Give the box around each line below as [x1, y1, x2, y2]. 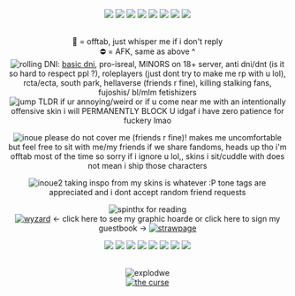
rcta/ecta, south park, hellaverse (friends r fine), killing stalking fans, [23, 78, 272, 87]
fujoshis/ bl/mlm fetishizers [98, 87, 197, 97]
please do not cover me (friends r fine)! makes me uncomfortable [44, 133, 282, 142]
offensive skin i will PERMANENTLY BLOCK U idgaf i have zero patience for [11, 106, 284, 116]
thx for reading [132, 204, 187, 215]
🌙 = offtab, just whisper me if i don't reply [72, 36, 223, 47]
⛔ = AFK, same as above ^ [99, 46, 196, 57]
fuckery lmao [123, 115, 172, 125]
